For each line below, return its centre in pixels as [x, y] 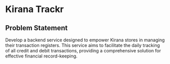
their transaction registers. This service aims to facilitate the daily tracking [83, 45]
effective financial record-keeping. [41, 56]
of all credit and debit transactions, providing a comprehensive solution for [83, 51]
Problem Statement [37, 28]
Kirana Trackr [35, 9]
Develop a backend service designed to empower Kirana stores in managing [85, 40]
